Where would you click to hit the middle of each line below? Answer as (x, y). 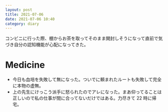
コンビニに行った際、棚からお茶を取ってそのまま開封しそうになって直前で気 (84, 38)
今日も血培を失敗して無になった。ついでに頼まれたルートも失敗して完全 (87, 80)
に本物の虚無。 (28, 86)
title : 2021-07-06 (24, 14)
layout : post (19, 10)
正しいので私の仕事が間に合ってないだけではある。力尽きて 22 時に (82, 98)
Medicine (25, 65)
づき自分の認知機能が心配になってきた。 (47, 45)
